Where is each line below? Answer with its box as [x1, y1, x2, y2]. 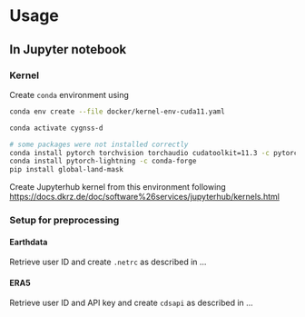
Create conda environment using [9, 89, 130, 100]
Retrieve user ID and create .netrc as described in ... [9, 256, 207, 268]
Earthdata [9, 236, 48, 247]
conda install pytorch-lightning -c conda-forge [9, 156, 197, 166]
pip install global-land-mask [9, 165, 124, 174]
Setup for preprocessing [9, 214, 120, 227]
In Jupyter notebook [9, 42, 127, 57]
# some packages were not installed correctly [9, 140, 189, 149]
